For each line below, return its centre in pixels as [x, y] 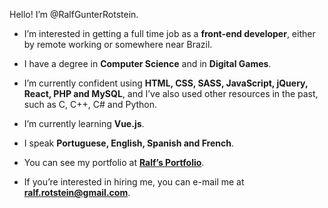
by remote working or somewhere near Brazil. [118, 44]
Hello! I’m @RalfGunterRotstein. [74, 14]
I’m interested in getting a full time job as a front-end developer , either [169, 33]
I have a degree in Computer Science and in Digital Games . [147, 63]
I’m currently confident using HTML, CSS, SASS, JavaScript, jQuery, [166, 83]
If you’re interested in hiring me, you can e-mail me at [134, 182]
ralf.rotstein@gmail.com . [77, 192]
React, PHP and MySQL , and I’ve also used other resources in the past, [171, 93]
